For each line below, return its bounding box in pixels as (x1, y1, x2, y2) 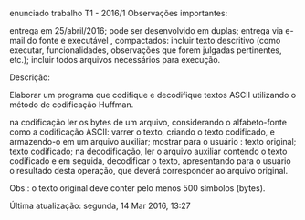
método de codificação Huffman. (9, 99, 134, 110)
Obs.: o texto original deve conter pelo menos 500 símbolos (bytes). (9, 183, 266, 194)
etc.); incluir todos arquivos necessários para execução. (9, 55, 221, 65)
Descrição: (9, 72, 50, 83)
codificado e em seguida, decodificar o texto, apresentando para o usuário (9, 155, 291, 166)
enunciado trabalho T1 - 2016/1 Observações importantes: (9, 8, 228, 18)
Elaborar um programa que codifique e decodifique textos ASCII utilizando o (9, 90, 297, 100)
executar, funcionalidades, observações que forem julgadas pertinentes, (9, 45, 282, 55)
